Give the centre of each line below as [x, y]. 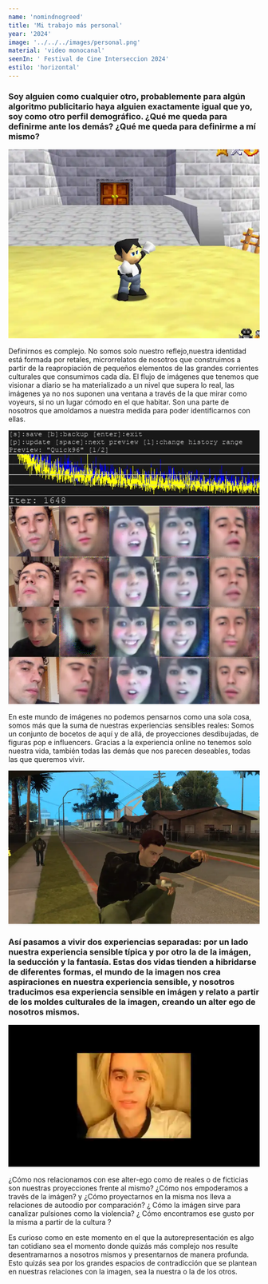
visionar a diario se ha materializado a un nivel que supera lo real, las [122, 385]
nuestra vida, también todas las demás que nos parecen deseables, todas [130, 751]
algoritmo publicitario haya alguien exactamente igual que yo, [130, 106]
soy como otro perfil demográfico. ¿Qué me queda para [118, 116]
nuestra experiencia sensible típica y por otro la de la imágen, [130, 951]
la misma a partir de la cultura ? [60, 1222]
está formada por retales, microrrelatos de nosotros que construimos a [124, 360]
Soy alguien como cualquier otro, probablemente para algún [127, 96]
